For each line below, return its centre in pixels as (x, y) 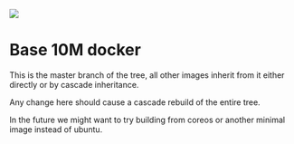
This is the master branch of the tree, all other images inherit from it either (147, 75)
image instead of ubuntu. (56, 129)
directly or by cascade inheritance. (74, 84)
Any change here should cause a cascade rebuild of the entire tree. (135, 102)
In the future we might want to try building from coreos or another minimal (147, 120)
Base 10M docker (76, 50)
